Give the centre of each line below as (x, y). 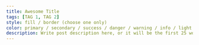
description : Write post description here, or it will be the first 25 (96, 33)
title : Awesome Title (33, 11)
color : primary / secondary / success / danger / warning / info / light (99, 28)
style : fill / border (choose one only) (57, 22)
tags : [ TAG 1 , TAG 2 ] (33, 17)
